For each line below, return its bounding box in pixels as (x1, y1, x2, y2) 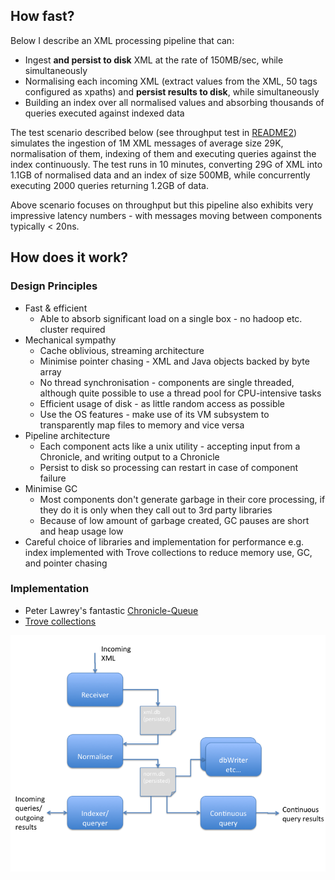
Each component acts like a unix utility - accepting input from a (39, 440, 301, 452)
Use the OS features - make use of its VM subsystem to (39, 408, 270, 420)
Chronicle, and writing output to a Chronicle (39, 450, 220, 463)
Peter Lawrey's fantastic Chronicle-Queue (24, 604, 199, 616)
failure (39, 472, 67, 484)
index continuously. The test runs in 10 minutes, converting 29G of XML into (10, 158, 323, 170)
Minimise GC (24, 482, 78, 494)
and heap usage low (39, 525, 124, 537)
